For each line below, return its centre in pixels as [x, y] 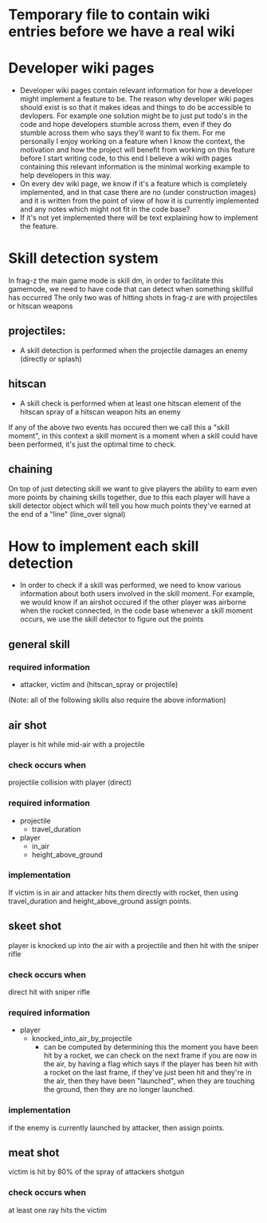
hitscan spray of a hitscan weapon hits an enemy [100, 411]
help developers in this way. [66, 175]
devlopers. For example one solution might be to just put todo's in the [134, 116]
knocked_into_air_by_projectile [82, 1038]
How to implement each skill [104, 546]
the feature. [39, 226]
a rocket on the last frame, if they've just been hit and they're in [148, 1073]
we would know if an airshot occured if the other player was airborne [133, 602]
